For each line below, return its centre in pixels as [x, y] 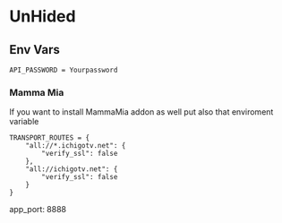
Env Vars [34, 50]
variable [24, 122]
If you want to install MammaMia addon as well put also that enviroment [141, 112]
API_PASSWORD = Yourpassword [64, 70]
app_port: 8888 [38, 210]
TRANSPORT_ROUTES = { [50, 138]
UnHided [43, 17]
